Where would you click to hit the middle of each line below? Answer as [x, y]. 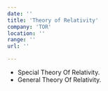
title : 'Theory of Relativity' [53, 20]
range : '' [22, 40]
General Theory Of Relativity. [59, 80]
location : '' [26, 33]
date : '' [20, 14]
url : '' [19, 46]
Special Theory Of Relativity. [59, 72]
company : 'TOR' [29, 27]
